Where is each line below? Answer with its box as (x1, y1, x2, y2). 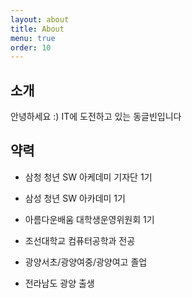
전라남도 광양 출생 (24, 277, 95, 289)
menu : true (10, 33, 56, 43)
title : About (10, 24, 65, 34)
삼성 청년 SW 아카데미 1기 (24, 192, 126, 204)
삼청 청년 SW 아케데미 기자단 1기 (24, 171, 153, 183)
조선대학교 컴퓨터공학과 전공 (24, 234, 136, 246)
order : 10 (10, 42, 52, 53)
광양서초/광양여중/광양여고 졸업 (24, 256, 148, 268)
